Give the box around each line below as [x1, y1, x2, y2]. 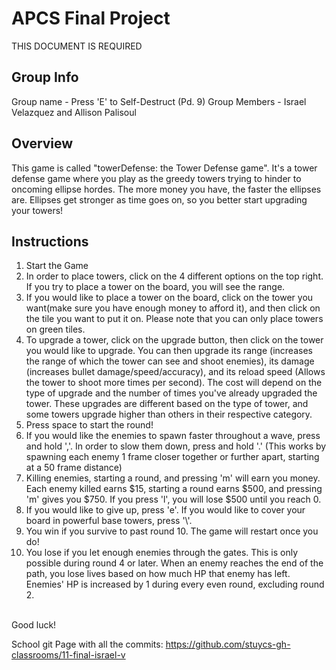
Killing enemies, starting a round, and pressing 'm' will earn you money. [25, 472, 321, 484]
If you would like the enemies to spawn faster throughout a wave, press [25, 430, 321, 442]
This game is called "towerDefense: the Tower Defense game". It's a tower [11, 162, 318, 174]
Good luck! [11, 619, 57, 631]
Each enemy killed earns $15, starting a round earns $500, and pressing [25, 483, 323, 495]
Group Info [11, 69, 79, 86]
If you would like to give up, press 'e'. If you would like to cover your [25, 504, 306, 516]
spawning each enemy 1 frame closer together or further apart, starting [25, 451, 320, 463]
